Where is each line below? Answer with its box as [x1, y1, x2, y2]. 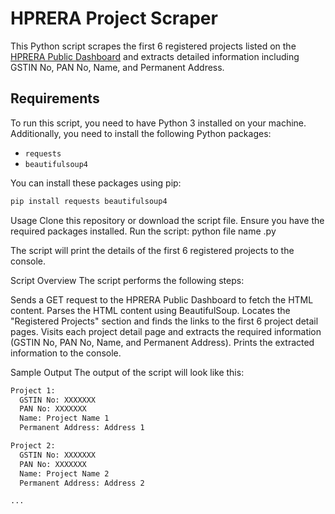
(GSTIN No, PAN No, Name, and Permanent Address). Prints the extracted [10, 336, 315, 348]
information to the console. [10, 347, 122, 359]
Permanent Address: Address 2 [19, 478, 145, 488]
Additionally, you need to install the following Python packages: [10, 127, 272, 139]
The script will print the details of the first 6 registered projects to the [10, 244, 295, 256]
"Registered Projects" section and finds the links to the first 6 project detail [10, 315, 319, 327]
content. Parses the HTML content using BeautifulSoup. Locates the [10, 304, 291, 316]
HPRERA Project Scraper [10, 7, 218, 30]
